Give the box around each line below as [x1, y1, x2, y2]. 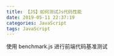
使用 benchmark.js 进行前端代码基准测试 [6, 43, 108, 50]
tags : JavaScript [6, 25, 51, 32]
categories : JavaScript [6, 20, 67, 26]
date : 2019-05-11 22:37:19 [6, 14, 75, 20]
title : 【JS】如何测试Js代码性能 [6, 8, 82, 15]
